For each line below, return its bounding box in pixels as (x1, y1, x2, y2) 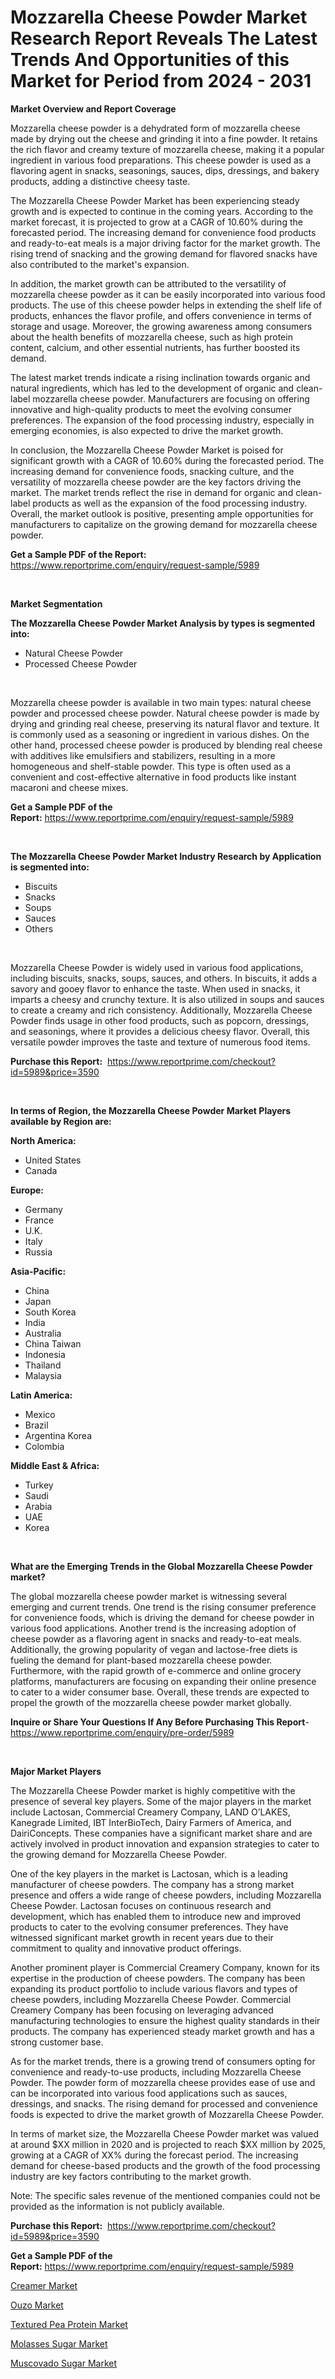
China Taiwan (24, 1337, 82, 1350)
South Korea (24, 1306, 77, 1318)
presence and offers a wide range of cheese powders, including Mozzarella (10, 1889, 322, 1901)
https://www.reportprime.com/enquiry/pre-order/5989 (10, 1726, 235, 1738)
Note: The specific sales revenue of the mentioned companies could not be (10, 2189, 321, 2201)
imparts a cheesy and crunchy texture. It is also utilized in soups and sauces (10, 993, 325, 1005)
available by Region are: (10, 1115, 112, 1127)
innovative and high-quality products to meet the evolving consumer (10, 403, 293, 415)
